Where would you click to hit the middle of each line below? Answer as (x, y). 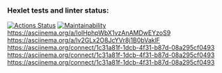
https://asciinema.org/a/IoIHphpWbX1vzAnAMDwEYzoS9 (89, 33)
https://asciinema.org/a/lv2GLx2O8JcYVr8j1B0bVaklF (84, 40)
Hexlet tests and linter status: (58, 10)
